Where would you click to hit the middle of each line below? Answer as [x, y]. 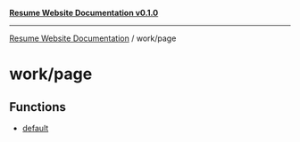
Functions [38, 107]
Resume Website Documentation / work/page [93, 38]
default [35, 128]
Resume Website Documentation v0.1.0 [84, 13]
